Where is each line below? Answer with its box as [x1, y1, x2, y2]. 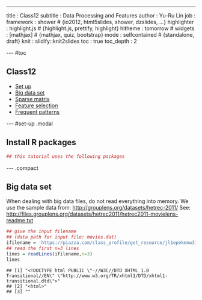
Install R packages [6, 137, 76, 148]
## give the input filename [6, 228, 77, 235]
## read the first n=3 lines [6, 245, 79, 251]
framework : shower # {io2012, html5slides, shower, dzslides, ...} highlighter [6, 19, 194, 25]
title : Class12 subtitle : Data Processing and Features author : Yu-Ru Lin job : [6, 12, 196, 19]
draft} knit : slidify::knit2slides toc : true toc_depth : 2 [6, 37, 137, 45]
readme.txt [6, 217, 34, 224]
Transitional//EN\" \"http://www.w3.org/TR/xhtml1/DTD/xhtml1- [6, 272, 168, 279]
